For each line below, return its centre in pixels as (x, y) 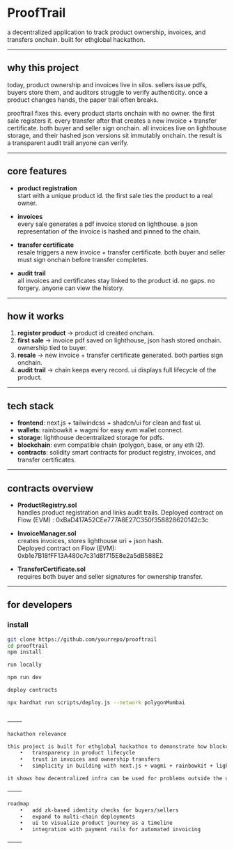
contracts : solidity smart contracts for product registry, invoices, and (116, 453)
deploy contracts (32, 690)
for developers (40, 605)
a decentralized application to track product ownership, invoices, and (107, 32)
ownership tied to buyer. (52, 348)
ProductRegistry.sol (47, 505)
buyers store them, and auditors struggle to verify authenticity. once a (107, 92)
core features (37, 171)
